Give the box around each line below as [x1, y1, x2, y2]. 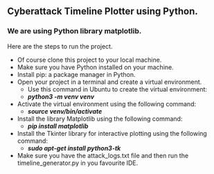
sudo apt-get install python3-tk [27, 143, 121, 152]
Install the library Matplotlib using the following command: [17, 114, 183, 123]
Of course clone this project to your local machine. [17, 55, 162, 64]
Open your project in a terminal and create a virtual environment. [17, 78, 202, 86]
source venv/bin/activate [27, 107, 102, 115]
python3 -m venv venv [27, 92, 95, 101]
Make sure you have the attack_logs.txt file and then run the [17, 151, 189, 159]
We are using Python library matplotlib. [7, 26, 142, 36]
